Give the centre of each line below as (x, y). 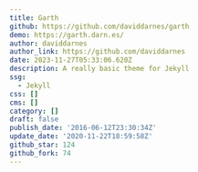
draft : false (34, 119)
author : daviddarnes (49, 43)
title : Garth (34, 18)
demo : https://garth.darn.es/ (67, 35)
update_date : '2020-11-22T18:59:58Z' (81, 137)
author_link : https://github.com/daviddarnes (97, 52)
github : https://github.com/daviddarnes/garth (99, 26)
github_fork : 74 (40, 153)
